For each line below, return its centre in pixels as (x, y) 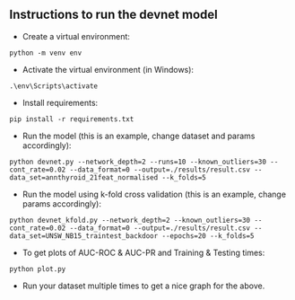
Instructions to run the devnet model (113, 15)
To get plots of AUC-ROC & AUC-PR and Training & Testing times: (143, 252)
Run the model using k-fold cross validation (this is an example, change (154, 194)
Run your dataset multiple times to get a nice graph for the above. (143, 286)
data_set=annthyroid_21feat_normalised (84, 177)
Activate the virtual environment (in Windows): (108, 69)
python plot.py (38, 269)
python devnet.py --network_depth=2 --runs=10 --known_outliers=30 (138, 162)
